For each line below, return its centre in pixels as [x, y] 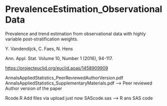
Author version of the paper [34, 88]
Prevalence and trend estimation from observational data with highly [75, 33]
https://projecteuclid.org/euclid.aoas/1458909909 [57, 68]
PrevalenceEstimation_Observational [84, 9]
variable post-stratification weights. [42, 39]
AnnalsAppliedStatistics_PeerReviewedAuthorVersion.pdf [64, 77]
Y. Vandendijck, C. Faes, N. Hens [39, 48]
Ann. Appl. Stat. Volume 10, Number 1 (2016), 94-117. [59, 58]
